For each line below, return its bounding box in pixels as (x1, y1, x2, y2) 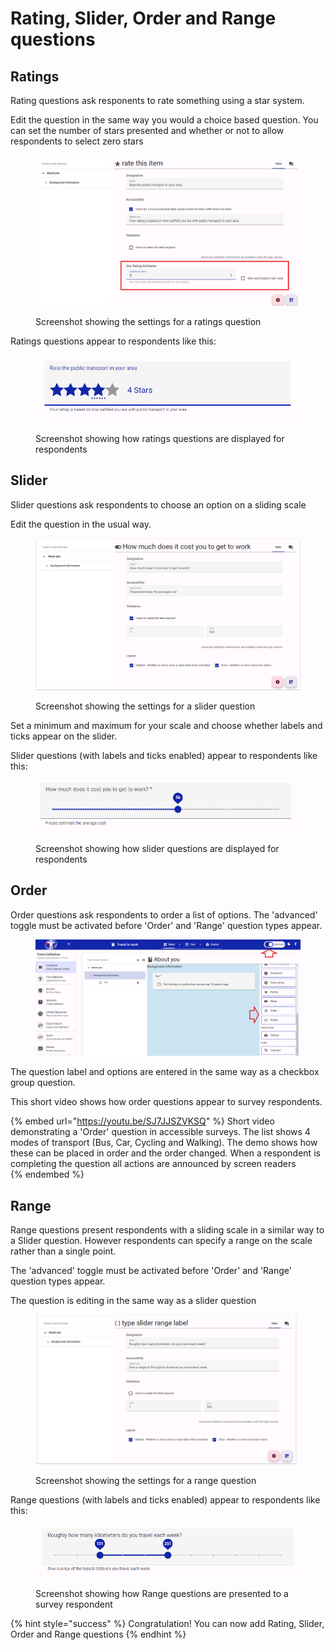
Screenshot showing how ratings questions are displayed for (35, 432, 285, 444)
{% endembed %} (10, 1168, 85, 1181)
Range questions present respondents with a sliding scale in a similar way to (10, 1224, 325, 1236)
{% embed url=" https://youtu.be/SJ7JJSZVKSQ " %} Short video (10, 1115, 275, 1127)
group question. (10, 1077, 76, 1089)
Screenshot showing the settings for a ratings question (35, 315, 262, 327)
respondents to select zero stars (10, 135, 144, 147)
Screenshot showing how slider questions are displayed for (35, 842, 280, 854)
